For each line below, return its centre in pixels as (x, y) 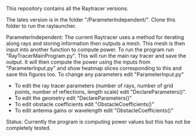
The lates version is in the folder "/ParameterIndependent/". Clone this (91, 20)
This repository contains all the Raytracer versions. (67, 8)
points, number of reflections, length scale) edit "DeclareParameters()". (100, 92)
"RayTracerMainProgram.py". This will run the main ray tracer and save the (96, 56)
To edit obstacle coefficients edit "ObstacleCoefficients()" (84, 104)
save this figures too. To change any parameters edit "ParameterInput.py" (95, 74)
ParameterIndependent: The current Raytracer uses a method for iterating (95, 37)
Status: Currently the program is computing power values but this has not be (98, 122)
